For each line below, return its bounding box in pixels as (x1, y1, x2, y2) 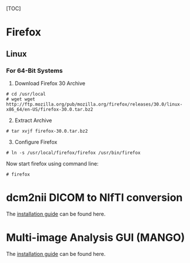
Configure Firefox (14, 138, 58, 146)
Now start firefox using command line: (6, 160, 99, 167)
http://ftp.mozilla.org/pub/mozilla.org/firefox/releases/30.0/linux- (6, 101, 183, 107)
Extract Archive (14, 117, 52, 124)
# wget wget (6, 96, 35, 102)
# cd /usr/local (6, 91, 46, 97)
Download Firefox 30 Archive (14, 79, 85, 87)
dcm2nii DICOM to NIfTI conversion (6, 191, 183, 204)
